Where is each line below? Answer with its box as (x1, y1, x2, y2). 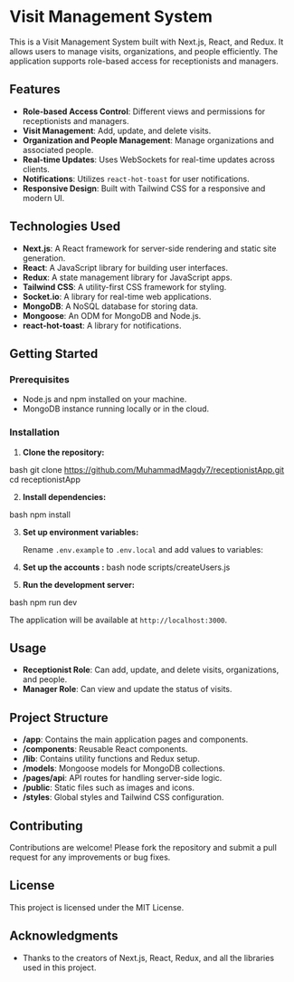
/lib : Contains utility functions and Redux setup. (22, 754, 201, 765)
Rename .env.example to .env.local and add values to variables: (22, 544, 264, 554)
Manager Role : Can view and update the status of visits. (22, 684, 232, 695)
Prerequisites (9, 373, 70, 386)
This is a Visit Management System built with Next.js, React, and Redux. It (9, 36, 284, 47)
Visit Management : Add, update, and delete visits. (22, 125, 212, 136)
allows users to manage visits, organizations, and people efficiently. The (9, 45, 279, 56)
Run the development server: (22, 579, 136, 590)
